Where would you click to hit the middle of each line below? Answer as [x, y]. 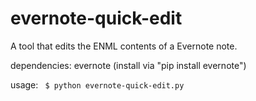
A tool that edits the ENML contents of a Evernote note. [124, 46]
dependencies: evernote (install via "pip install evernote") [128, 65]
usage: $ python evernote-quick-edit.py [97, 84]
